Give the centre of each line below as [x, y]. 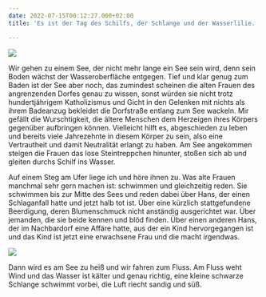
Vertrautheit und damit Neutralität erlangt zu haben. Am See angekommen [130, 144]
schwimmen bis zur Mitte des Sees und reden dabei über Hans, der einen [129, 194]
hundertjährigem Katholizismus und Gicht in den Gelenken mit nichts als [127, 102]
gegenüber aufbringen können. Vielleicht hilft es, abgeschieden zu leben [128, 127]
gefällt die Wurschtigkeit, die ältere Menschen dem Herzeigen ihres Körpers [133, 119]
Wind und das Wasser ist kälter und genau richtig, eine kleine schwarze [126, 275]
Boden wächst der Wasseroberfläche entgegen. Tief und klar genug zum [128, 76]
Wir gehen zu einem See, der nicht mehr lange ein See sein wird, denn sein [132, 68]
